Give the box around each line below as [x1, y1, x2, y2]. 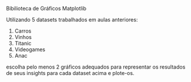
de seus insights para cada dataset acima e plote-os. [6, 70, 135, 76]
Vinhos [14, 34, 32, 40]
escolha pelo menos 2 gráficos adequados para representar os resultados [6, 63, 186, 70]
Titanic [14, 40, 32, 47]
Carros [14, 27, 32, 34]
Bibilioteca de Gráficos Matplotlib [6, 5, 87, 12]
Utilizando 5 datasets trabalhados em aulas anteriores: [6, 16, 138, 23]
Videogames [14, 46, 46, 53]
